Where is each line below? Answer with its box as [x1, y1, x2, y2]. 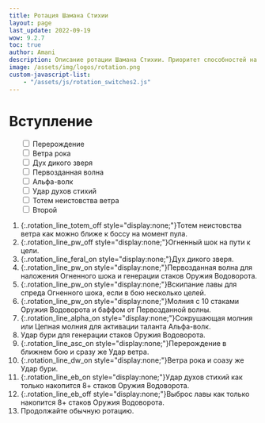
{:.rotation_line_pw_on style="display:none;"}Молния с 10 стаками [20, 297, 240, 306]
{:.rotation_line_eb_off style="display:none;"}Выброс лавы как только [20, 390, 250, 399]
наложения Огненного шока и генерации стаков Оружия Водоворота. [20, 271, 258, 281]
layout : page [9, 19, 52, 27]
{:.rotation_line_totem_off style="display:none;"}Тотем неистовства [20, 221, 242, 230]
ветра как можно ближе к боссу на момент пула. [20, 229, 188, 239]
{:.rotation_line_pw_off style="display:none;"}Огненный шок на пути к [20, 237, 252, 247]
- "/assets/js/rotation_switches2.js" [23, 78, 151, 86]
